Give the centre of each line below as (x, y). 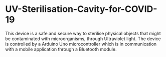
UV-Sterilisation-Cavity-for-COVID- (81, 9)
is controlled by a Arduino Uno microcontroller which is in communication (81, 44)
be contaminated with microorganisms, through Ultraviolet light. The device (83, 39)
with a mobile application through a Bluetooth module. (61, 49)
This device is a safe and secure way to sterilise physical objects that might (83, 33)
